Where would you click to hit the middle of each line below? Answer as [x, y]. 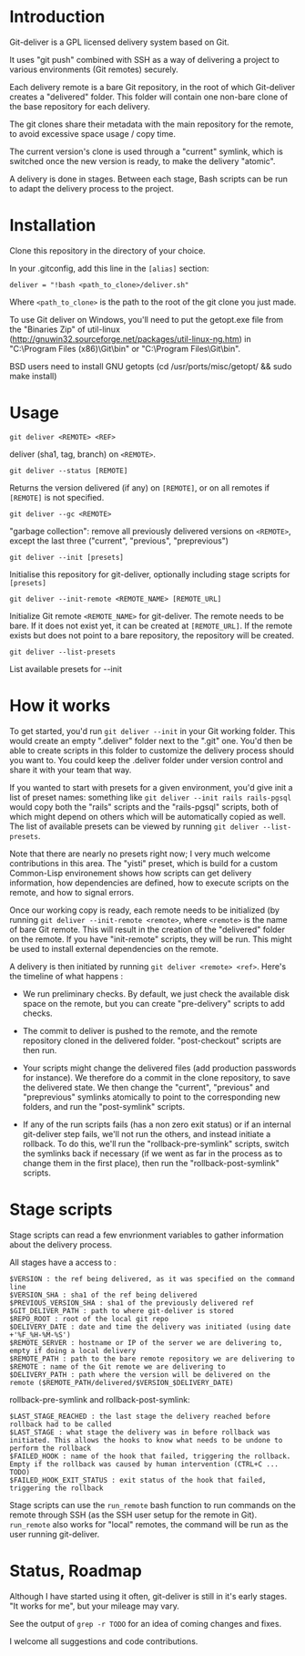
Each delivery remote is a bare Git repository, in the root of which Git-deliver [152, 87]
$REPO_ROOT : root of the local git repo [89, 1319]
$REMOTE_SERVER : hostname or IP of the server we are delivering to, [146, 1342]
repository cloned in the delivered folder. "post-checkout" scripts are [152, 1040]
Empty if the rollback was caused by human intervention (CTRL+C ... [144, 1464]
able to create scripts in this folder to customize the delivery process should [152, 750]
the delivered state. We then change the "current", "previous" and [146, 1087]
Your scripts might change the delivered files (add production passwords [159, 1068]
